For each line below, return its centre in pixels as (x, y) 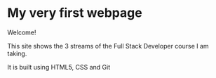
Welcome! (22, 32)
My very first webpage (75, 13)
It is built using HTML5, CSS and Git (59, 67)
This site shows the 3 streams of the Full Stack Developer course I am (108, 46)
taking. (17, 53)
